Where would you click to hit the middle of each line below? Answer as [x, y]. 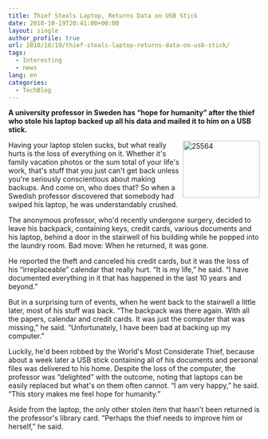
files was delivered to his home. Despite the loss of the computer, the [122, 369]
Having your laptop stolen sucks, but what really [87, 146]
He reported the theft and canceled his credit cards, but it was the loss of [129, 261]
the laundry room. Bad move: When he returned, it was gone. [108, 245]
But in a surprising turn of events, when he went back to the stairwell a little [132, 302]
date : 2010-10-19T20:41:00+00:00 [64, 23]
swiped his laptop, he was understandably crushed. [93, 205]
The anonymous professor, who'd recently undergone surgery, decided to [130, 220]
